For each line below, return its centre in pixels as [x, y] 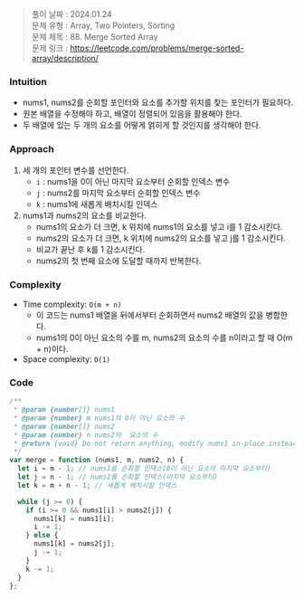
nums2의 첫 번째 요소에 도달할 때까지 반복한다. [119, 261]
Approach [32, 149]
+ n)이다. [52, 348]
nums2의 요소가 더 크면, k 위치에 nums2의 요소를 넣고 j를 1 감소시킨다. [161, 238]
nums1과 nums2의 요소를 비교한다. [85, 215]
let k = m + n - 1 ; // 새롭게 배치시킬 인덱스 [97, 485]
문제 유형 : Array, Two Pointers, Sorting [103, 25]
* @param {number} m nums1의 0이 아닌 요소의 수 [99, 418]
